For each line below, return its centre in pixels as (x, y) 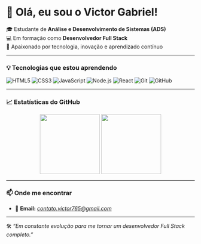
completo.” (20, 234)
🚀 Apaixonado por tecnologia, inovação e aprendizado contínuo (85, 47)
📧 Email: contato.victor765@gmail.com (63, 208)
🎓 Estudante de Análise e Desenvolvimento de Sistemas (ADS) (86, 29)
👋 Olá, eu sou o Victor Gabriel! (82, 12)
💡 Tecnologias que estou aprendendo (62, 67)
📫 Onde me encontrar (39, 193)
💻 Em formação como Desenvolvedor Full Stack (67, 38)
